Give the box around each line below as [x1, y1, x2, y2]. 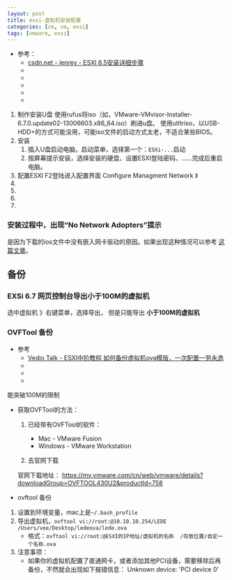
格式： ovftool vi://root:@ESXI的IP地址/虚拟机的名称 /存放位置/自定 [27, 531, 218, 540]
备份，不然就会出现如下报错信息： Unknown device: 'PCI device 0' [27, 565, 219, 573]
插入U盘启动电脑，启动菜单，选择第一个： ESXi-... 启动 [27, 145, 186, 154]
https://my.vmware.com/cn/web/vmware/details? [61, 470, 203, 479]
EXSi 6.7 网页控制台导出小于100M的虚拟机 [7, 291, 150, 301]
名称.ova [33, 540, 56, 548]
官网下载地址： [17, 470, 61, 479]
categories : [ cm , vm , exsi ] [7, 23, 89, 30]
